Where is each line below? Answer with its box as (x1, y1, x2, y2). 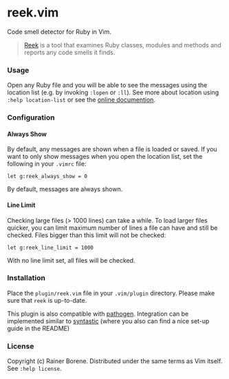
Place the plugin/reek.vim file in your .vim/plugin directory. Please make (7, 289, 215, 297)
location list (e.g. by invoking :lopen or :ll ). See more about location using (7, 88, 219, 97)
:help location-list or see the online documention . (7, 96, 156, 104)
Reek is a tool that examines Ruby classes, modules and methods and (23, 41, 221, 49)
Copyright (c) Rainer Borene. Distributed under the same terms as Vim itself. (7, 357, 223, 365)
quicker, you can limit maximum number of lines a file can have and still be (7, 224, 218, 232)
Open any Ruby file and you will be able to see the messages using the (7, 81, 208, 89)
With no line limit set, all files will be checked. (7, 256, 135, 264)
